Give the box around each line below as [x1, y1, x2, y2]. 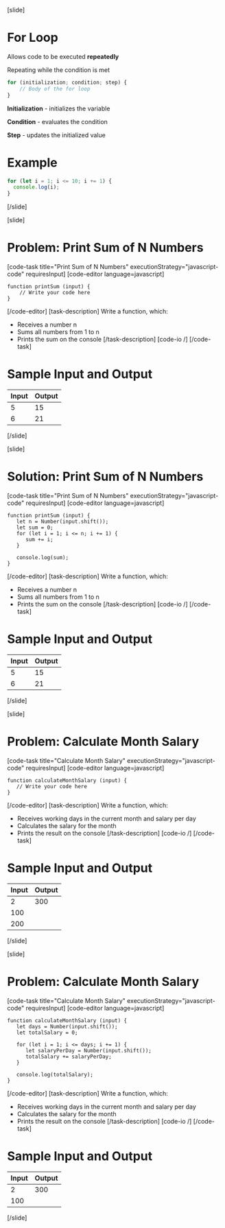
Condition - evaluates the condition [7, 117, 108, 126]
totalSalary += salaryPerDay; [25, 1053, 112, 1060]
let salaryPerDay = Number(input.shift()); [25, 1047, 152, 1054]
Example [7, 154, 58, 170]
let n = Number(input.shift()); [16, 518, 109, 525]
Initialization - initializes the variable [7, 104, 110, 113]
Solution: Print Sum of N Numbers [7, 469, 204, 484]
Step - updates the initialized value [7, 130, 106, 139]
